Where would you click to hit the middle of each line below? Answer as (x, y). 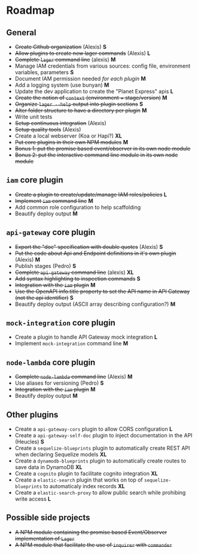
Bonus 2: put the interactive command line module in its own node (96, 155)
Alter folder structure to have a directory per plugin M (81, 110)
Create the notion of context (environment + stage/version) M (91, 98)
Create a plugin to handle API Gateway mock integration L (86, 337)
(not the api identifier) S (44, 297)
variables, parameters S (44, 72)
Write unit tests (33, 117)
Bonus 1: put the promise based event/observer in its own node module (103, 148)
